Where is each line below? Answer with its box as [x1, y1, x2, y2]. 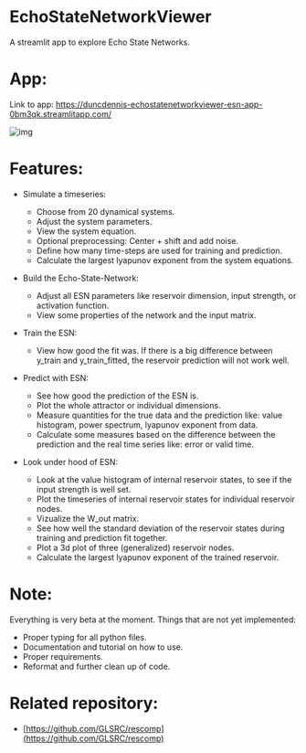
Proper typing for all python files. [22, 631, 147, 642]
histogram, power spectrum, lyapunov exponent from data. [36, 419, 259, 430]
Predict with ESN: [22, 372, 90, 383]
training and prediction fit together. [36, 532, 168, 543]
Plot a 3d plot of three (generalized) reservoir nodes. [36, 542, 235, 553]
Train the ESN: [22, 327, 78, 338]
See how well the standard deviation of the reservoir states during [36, 523, 285, 534]
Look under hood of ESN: [22, 456, 119, 467]
